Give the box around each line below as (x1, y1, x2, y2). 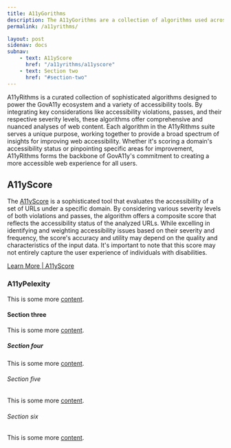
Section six (7, 412, 39, 420)
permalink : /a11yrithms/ (7, 23, 78, 30)
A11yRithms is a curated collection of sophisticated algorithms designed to (7, 92, 217, 101)
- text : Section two (19, 67, 78, 75)
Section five (7, 375, 41, 383)
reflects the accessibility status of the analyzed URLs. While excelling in (7, 219, 210, 228)
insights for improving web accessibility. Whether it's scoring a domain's (7, 137, 213, 145)
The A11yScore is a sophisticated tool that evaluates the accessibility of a (7, 197, 214, 206)
